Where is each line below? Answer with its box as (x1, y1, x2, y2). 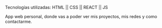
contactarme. (5, 19, 32, 24)
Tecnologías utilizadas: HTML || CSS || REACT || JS (5, 5, 108, 10)
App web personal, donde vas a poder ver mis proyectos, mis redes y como (5, 14, 158, 19)
